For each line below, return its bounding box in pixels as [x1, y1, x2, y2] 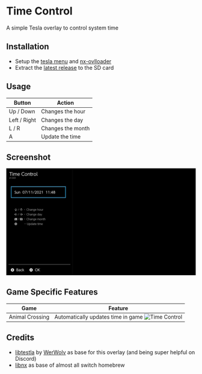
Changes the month [41, 125, 90, 132]
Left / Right [8, 116, 36, 123]
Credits [6, 332, 35, 343]
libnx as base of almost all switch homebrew [14, 361, 125, 369]
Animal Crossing [8, 313, 50, 320]
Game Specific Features [6, 287, 98, 298]
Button [14, 99, 31, 107]
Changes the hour [41, 108, 86, 115]
